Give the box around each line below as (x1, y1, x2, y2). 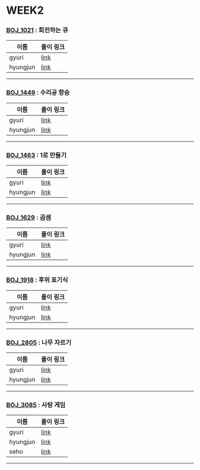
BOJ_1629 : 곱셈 (6, 213, 52, 222)
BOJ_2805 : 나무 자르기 (6, 338, 71, 346)
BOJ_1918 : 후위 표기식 (6, 276, 68, 284)
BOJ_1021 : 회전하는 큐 (6, 26, 68, 35)
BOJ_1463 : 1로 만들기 (6, 150, 67, 159)
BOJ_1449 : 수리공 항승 (6, 88, 70, 97)
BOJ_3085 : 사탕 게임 (6, 401, 65, 409)
